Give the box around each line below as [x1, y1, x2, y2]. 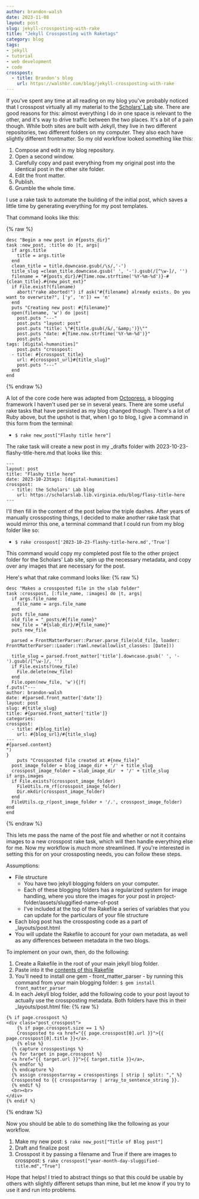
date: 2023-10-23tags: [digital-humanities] [6, 477, 119, 482]
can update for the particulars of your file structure [23, 912, 149, 918]
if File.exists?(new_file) [11, 664, 79, 669]
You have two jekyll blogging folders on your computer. [23, 880, 160, 887]
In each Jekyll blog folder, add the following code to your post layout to [14, 991, 189, 998]
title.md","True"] [14, 1163, 61, 1169]
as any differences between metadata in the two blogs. [14, 937, 150, 944]
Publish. [14, 178, 35, 185]
